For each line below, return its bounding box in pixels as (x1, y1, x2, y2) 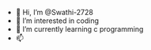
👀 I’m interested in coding (15, 16, 100, 25)
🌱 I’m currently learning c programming (15, 25, 144, 33)
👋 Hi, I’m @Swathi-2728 (15, 8, 93, 17)
